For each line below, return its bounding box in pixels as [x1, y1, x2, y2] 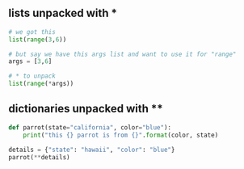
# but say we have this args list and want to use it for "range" [8, 50, 237, 58]
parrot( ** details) [8, 153, 70, 161]
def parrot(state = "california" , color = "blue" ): [8, 123, 172, 132]
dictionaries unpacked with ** [8, 102, 163, 116]
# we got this [8, 27, 57, 36]
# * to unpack [8, 72, 57, 80]
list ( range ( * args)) [8, 80, 74, 88]
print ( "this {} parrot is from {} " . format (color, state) [23, 131, 219, 139]
